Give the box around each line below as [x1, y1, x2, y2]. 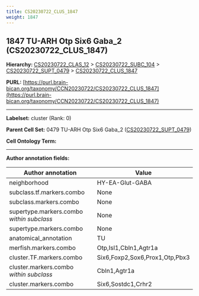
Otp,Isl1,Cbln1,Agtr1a [97, 244, 158, 252]
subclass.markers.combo [9, 198, 79, 206]
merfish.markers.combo [9, 244, 76, 252]
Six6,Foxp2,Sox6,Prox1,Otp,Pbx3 [97, 253, 190, 262]
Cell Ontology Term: [6, 137, 57, 145]
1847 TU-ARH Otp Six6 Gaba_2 [6, 36, 122, 46]
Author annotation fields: [6, 155, 70, 162]
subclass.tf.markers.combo [9, 188, 85, 197]
